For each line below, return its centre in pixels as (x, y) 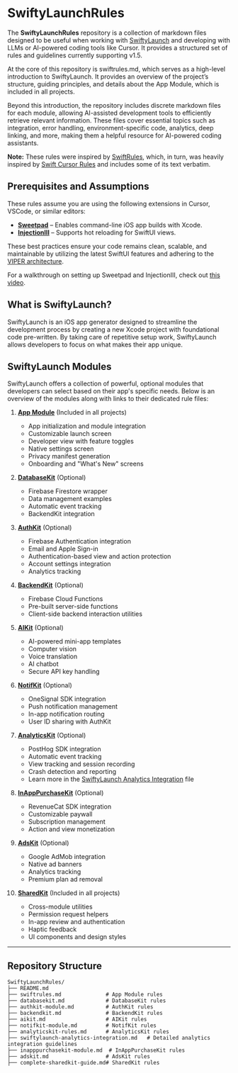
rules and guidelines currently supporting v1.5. (75, 55)
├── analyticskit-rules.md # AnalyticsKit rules (89, 1032)
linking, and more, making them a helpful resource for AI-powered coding (114, 135)
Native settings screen (61, 449)
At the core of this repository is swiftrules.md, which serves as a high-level (116, 69)
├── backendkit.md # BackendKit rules (85, 1013)
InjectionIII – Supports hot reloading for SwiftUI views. (97, 232)
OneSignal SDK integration (67, 699)
